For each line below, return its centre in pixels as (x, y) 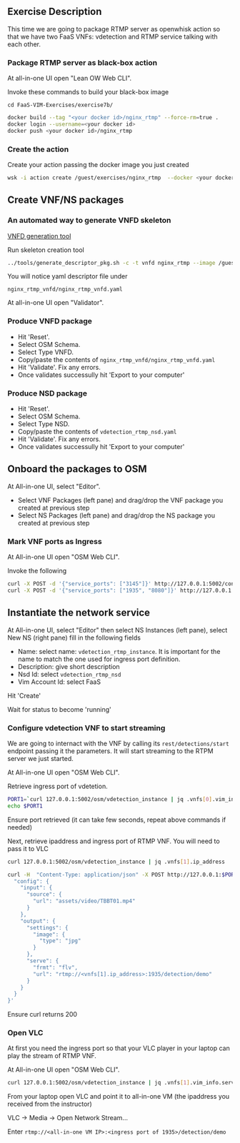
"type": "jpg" (60, 941)
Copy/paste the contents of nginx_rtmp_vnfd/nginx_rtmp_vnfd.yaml (116, 359)
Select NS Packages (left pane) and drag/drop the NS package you (116, 515)
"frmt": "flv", (56, 967)
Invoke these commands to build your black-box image (88, 92)
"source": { (44, 895)
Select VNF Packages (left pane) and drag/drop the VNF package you (120, 500)
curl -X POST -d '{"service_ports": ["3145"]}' (80, 584)
